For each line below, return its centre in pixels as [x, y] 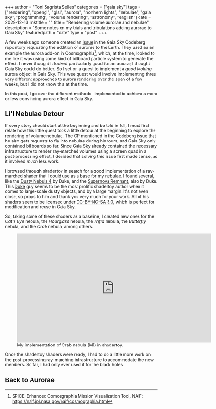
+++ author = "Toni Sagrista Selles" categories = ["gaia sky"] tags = [73, 7]
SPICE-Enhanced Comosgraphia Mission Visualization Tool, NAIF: [77, 396]
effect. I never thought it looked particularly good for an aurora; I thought [77, 63]
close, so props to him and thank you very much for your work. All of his [77, 197]
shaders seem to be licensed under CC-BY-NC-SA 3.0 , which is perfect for [80, 202]
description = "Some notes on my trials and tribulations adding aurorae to [78, 28]
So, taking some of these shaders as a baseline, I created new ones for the [80, 216]
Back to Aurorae [30, 380]
